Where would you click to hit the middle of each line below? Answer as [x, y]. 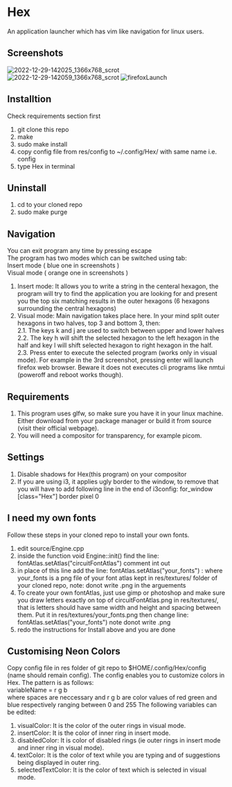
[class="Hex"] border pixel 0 [58, 496]
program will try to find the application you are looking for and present [117, 294]
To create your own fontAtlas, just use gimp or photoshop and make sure [121, 593]
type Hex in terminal [46, 166]
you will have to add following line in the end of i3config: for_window [115, 489]
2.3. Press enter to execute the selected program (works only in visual [117, 353]
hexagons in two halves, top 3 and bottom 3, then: [89, 323]
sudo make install [42, 144]
